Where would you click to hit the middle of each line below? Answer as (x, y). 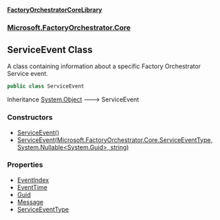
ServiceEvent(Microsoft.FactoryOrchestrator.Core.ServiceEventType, (115, 140)
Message (30, 202)
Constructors (30, 117)
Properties (25, 165)
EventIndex (33, 180)
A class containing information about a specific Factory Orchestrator (104, 66)
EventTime (32, 187)
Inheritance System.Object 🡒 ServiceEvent (73, 99)
